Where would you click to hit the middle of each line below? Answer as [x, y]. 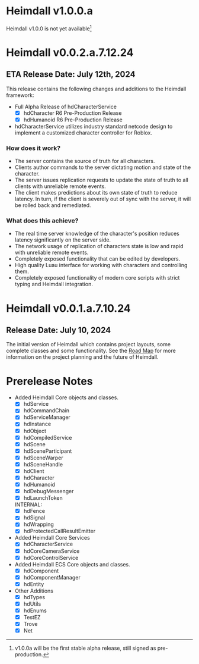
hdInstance [37, 424]
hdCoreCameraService [52, 551]
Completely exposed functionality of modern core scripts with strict [97, 278]
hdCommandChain [46, 411]
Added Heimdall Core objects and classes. [66, 397]
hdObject [35, 431]
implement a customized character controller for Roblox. [84, 133]
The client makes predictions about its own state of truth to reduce [96, 193]
